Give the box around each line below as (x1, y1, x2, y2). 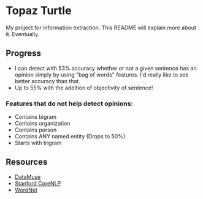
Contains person (14, 126, 57, 133)
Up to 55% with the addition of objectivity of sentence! (14, 84, 153, 91)
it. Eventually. (6, 30, 40, 37)
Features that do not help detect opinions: (6, 99, 133, 108)
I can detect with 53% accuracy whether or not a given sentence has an (14, 64, 197, 72)
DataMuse (14, 173, 41, 181)
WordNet (14, 186, 38, 193)
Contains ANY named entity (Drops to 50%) (14, 133, 126, 140)
